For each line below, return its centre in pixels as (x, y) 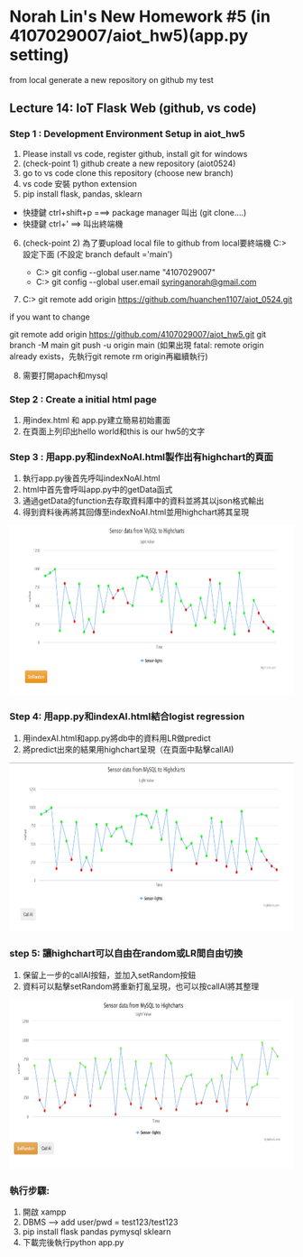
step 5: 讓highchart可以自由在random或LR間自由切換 (126, 954)
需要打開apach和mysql (65, 375)
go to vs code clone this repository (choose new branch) (128, 172)
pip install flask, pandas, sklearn (82, 194)
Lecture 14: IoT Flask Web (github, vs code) (133, 109)
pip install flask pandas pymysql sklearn (96, 1232)
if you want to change (50, 317)
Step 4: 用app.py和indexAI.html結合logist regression (127, 716)
